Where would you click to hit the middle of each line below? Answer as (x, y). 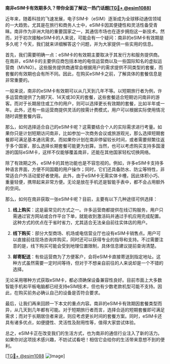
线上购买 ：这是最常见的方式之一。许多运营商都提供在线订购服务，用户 (86, 210)
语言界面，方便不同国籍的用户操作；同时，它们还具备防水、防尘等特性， (85, 169)
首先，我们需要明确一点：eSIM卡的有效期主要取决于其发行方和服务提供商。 (84, 55)
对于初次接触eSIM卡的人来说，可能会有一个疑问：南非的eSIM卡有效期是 (89, 38)
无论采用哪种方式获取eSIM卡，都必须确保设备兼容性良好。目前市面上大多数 (84, 280)
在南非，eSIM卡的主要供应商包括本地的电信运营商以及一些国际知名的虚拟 (81, 61)
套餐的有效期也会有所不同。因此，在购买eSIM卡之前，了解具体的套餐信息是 (84, 74)
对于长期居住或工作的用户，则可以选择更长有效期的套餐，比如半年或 (89, 104)
